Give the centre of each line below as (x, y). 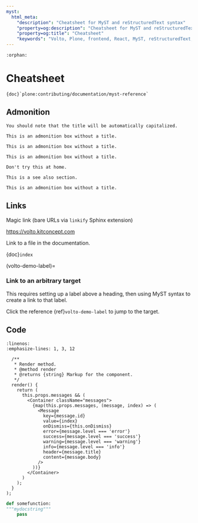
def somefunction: (29, 504)
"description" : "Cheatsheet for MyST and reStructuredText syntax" (101, 22)
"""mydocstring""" (29, 509)
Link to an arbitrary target (44, 281)
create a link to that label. (37, 300)
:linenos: (18, 343)
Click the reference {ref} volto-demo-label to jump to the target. (83, 311)
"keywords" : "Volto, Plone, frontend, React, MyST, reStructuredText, (105, 39)
